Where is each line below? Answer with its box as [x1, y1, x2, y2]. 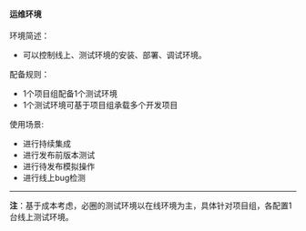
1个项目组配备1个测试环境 [22, 88, 118, 99]
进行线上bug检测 [22, 173, 87, 184]
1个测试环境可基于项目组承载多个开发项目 [22, 100, 178, 111]
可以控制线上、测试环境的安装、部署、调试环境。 [22, 50, 207, 61]
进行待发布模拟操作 [22, 161, 96, 172]
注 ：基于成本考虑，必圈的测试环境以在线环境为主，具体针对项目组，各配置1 [9, 200, 292, 211]
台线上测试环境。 [9, 212, 74, 223]
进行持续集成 [22, 138, 71, 149]
